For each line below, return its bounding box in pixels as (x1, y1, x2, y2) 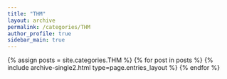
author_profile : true (7, 30, 72, 37)
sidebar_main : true (7, 37, 65, 44)
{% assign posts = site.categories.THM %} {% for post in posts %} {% (7, 56, 213, 64)
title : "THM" (7, 10, 46, 18)
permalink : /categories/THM (7, 23, 91, 30)
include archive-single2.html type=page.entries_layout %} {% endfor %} (7, 63, 221, 72)
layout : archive (7, 17, 56, 24)
